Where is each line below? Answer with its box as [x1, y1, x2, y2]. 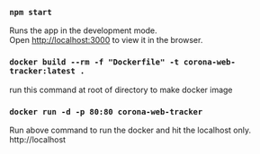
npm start [9, 7, 52, 17]
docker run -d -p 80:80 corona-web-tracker [9, 107, 203, 116]
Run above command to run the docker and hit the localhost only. [9, 124, 252, 135]
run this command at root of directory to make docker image [9, 84, 233, 95]
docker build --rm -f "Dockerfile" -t [9, 57, 180, 67]
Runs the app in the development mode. [9, 25, 157, 36]
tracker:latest [9, 66, 76, 76]
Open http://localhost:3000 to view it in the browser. [9, 35, 203, 46]
